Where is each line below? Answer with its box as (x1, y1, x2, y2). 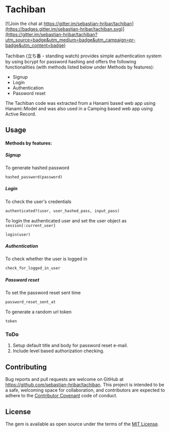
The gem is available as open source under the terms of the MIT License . (5, 421, 159, 427)
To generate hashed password (5, 165, 70, 171)
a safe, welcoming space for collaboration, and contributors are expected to (5, 387, 165, 393)
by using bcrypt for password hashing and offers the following (5, 58, 136, 64)
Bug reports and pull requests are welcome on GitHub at (5, 376, 124, 382)
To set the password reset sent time (5, 290, 81, 296)
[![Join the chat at (5, 20, 43, 27)
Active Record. (5, 111, 37, 117)
